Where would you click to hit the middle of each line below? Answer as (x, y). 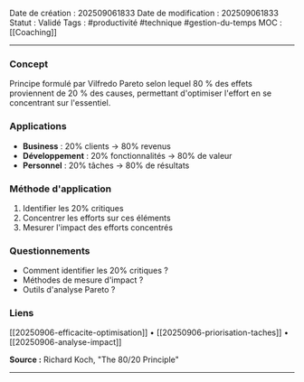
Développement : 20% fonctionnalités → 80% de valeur (127, 155)
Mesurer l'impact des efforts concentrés (98, 227)
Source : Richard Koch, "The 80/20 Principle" (94, 359)
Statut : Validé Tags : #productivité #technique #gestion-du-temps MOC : (146, 23)
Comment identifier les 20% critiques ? (95, 271)
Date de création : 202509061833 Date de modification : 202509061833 (144, 13)
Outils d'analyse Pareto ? (69, 290)
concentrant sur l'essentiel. (60, 103)
